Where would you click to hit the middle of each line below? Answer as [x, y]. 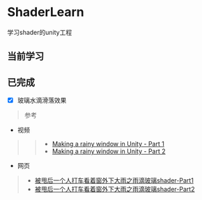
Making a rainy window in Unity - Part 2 [109, 151]
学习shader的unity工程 [40, 32]
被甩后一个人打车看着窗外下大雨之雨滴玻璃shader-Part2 [115, 190]
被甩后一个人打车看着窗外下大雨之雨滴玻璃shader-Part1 [114, 180]
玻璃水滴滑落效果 [42, 100]
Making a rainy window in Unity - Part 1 [108, 144]
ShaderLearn [46, 12]
